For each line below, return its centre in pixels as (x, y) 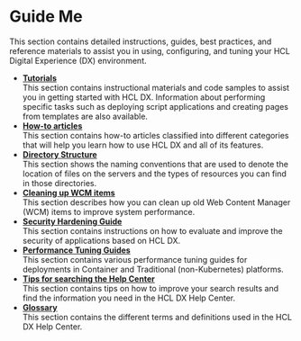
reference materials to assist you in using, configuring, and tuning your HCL (150, 50)
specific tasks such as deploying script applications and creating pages (155, 106)
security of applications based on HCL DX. (101, 240)
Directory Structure (59, 154)
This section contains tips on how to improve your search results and (150, 288)
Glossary (40, 307)
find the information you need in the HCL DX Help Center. (129, 298)
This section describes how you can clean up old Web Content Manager (156, 202)
